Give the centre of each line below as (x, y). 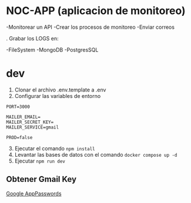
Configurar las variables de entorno (58, 96)
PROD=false (19, 137)
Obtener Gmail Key (41, 179)
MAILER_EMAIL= (24, 117)
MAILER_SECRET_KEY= (30, 122)
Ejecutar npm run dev (40, 161)
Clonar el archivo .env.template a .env (60, 90)
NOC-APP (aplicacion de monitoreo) (96, 11)
